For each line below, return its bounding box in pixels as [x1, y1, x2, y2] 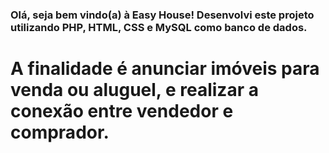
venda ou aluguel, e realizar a [10, 79, 259, 102]
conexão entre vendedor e [10, 100, 234, 123]
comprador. [10, 121, 110, 144]
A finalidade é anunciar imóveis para [10, 58, 320, 80]
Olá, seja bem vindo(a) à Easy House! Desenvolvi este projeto [10, 8, 315, 22]
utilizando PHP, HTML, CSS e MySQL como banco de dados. [10, 20, 308, 34]
